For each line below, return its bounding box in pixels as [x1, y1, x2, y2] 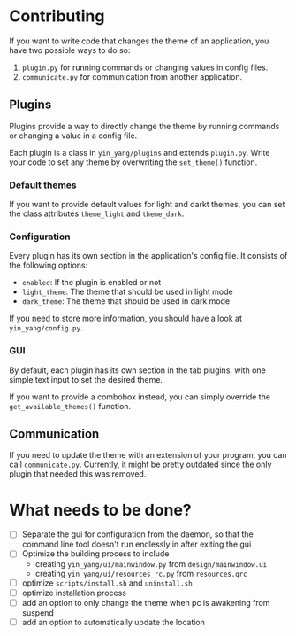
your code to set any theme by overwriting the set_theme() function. [9, 157, 258, 167]
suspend [21, 607, 55, 617]
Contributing [9, 6, 105, 27]
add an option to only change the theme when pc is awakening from [21, 597, 270, 608]
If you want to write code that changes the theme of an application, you [9, 35, 269, 46]
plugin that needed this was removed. [9, 469, 147, 479]
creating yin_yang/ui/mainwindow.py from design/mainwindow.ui [34, 558, 268, 569]
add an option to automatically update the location [21, 617, 206, 627]
